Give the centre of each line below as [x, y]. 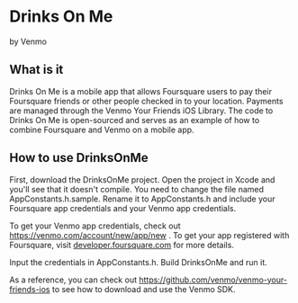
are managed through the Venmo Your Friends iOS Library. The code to [141, 111]
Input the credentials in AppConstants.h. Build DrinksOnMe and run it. [138, 262]
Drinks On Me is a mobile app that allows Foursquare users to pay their [141, 91]
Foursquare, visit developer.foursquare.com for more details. [122, 245]
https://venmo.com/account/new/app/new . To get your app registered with [149, 235]
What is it [36, 70]
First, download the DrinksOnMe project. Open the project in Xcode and [142, 179]
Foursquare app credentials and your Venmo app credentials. [123, 208]
